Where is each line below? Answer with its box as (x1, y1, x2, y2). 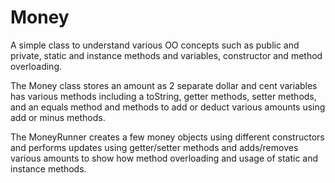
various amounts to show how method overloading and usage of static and (10, 152, 319, 164)
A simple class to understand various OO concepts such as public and (10, 39, 300, 51)
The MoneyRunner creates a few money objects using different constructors (10, 131, 325, 143)
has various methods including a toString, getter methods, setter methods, (10, 90, 317, 102)
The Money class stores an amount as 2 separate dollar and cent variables (10, 79, 318, 91)
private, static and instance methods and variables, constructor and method (10, 49, 323, 61)
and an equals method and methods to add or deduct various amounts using (10, 101, 326, 113)
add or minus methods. (10, 111, 106, 123)
